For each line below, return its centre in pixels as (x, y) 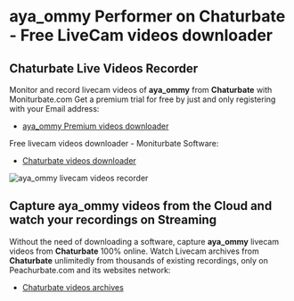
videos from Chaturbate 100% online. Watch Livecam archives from (135, 251)
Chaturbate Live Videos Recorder (104, 68)
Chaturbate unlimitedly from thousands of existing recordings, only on (139, 260)
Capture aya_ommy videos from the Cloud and (141, 206)
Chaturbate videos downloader (79, 161)
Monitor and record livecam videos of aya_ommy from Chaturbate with (141, 90)
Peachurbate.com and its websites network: (90, 270)
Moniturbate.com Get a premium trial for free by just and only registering (143, 99)
